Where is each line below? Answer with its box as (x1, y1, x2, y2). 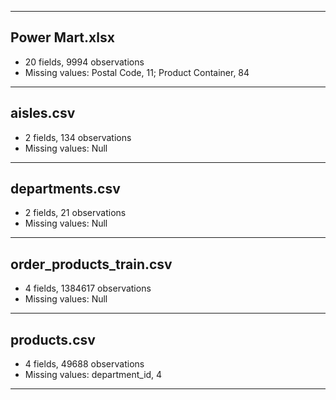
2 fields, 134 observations (24, 131, 132, 143)
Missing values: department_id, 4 (24, 369, 163, 381)
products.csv (10, 331, 96, 348)
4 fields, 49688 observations (24, 358, 145, 370)
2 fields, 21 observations (24, 207, 127, 219)
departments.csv (10, 181, 121, 198)
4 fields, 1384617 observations (24, 282, 152, 295)
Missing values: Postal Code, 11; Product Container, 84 (24, 66, 250, 78)
